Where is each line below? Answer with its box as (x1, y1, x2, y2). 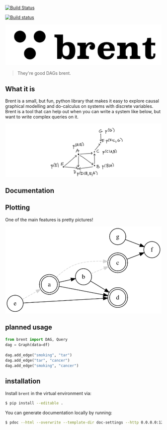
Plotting (5, 204, 30, 212)
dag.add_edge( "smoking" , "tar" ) (5, 353, 72, 358)
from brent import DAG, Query (5, 337, 68, 342)
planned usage (5, 323, 52, 332)
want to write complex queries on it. (5, 114, 79, 120)
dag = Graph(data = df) (5, 342, 50, 347)
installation (5, 377, 41, 386)
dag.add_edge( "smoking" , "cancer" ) (5, 363, 79, 369)
